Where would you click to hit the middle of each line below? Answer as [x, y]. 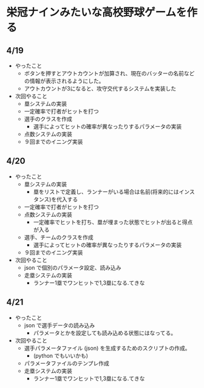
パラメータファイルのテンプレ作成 [66, 363]
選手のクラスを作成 [48, 119]
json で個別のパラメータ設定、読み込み [73, 267]
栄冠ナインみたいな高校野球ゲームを [97, 12]
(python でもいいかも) [61, 355]
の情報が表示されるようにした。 [64, 81]
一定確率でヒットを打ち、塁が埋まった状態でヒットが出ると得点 [113, 222]
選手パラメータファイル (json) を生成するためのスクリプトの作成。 [107, 348]
